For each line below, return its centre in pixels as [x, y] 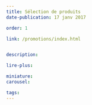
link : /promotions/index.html [44, 39]
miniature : [20, 76]
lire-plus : [20, 66]
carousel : [18, 82]
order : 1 [17, 28]
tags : [13, 92]
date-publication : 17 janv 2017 [46, 17]
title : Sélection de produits [44, 12]
